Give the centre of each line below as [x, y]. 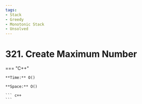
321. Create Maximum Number [71, 54]
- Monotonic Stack [25, 24]
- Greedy [15, 19]
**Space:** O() [21, 87]
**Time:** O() [20, 78]
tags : [11, 10]
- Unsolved [17, 29]
